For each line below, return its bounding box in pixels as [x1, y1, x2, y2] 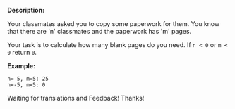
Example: [7, 62, 36, 70]
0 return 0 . [7, 49, 37, 56]
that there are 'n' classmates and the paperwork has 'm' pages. [7, 27, 192, 35]
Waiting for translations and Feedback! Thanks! [7, 94, 145, 102]
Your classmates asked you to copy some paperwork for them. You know [7, 20, 220, 27]
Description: [7, 6, 44, 14]
